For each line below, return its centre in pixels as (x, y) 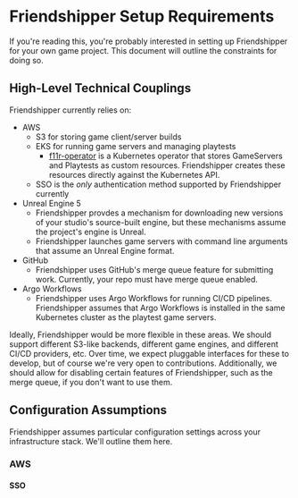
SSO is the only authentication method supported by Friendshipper (158, 184)
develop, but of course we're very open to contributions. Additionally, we (143, 363)
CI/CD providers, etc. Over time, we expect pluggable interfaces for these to (149, 353)
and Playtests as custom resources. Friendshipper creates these (167, 165)
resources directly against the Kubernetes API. (134, 174)
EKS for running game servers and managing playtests (136, 146)
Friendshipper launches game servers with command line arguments (161, 241)
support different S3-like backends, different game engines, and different (144, 344)
